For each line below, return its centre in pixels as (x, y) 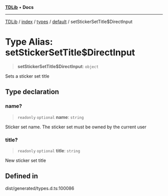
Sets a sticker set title (27, 76)
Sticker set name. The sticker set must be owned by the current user (76, 127)
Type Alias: (29, 42)
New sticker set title (26, 160)
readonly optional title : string (49, 150)
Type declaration (32, 92)
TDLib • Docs (19, 7)
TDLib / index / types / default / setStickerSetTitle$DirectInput (69, 22)
